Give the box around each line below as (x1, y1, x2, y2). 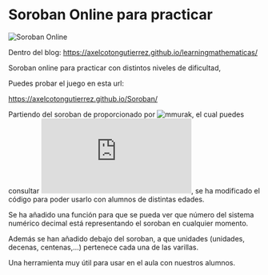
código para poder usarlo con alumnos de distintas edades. (8, 194, 205, 204)
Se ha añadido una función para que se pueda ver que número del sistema (8, 209, 254, 219)
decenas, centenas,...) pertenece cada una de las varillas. (8, 242, 198, 252)
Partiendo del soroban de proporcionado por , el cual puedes (8, 110, 245, 119)
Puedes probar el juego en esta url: (8, 78, 125, 88)
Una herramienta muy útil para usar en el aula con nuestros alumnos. (8, 257, 236, 267)
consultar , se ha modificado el (8, 185, 260, 195)
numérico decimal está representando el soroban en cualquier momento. (8, 218, 249, 228)
